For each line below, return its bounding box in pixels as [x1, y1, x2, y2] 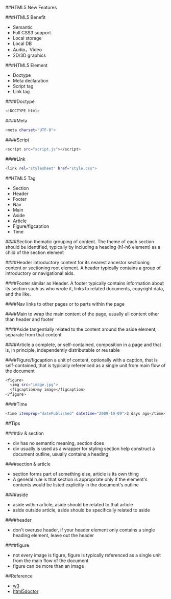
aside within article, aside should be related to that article [12, 501, 133, 507]
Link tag [12, 89, 30, 94]
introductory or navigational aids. [5, 270, 75, 276]
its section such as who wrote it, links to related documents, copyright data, [5, 285, 164, 291]
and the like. [5, 291, 31, 297]
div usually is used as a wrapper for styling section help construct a [12, 445, 155, 452]
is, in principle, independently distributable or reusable [5, 347, 120, 353]
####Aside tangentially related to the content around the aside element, [5, 326, 157, 332]
